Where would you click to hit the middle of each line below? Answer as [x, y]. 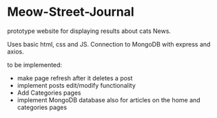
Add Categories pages [49, 93]
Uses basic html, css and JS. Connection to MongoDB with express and [109, 44]
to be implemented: [35, 64]
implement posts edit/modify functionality [76, 85]
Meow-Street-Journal [71, 12]
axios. [15, 51]
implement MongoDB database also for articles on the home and [109, 99]
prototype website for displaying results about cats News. [89, 31]
